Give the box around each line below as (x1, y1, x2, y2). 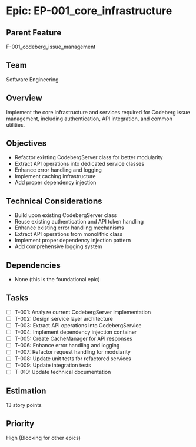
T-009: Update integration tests (14, 361, 91, 369)
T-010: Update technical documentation (14, 369, 111, 376)
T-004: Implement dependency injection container (14, 328, 137, 336)
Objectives (6, 139, 47, 149)
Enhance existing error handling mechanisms (14, 224, 125, 231)
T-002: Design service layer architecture (14, 315, 113, 322)
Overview (6, 93, 43, 103)
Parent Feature (6, 28, 62, 38)
